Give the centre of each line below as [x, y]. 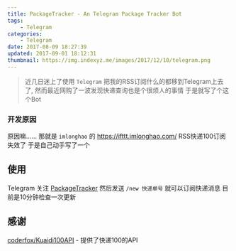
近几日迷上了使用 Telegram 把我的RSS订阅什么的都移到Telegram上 [121, 81]
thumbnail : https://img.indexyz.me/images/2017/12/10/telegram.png [109, 60]
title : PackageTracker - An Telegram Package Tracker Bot [95, 14]
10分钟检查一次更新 [48, 197]
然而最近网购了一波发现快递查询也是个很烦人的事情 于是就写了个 [129, 90]
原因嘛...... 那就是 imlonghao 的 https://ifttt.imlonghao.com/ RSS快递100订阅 [117, 137]
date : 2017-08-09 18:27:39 [47, 47]
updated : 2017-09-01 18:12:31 [52, 54]
